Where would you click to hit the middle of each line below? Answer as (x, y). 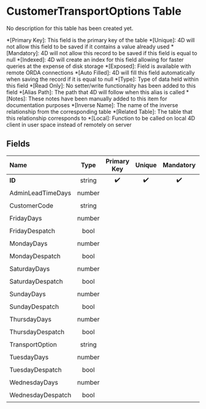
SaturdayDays (30, 269)
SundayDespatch (34, 307)
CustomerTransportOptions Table (94, 11)
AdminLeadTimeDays (40, 193)
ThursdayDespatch (37, 332)
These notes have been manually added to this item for (98, 99)
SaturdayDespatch (36, 282)
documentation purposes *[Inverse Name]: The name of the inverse (92, 105)
